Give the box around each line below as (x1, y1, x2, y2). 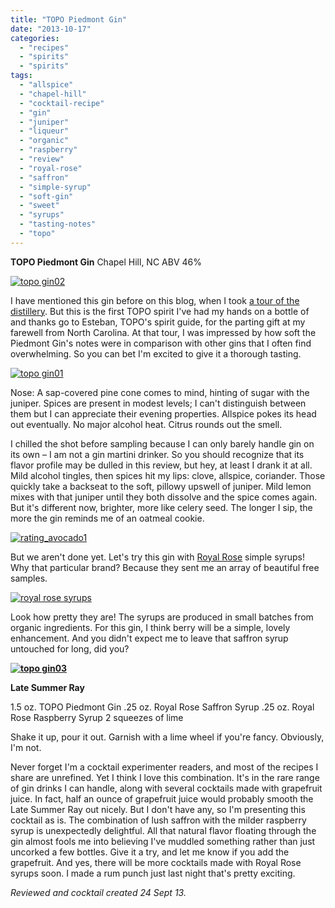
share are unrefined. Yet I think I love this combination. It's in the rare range (10, 771, 320, 783)
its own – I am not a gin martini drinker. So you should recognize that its (10, 448, 305, 460)
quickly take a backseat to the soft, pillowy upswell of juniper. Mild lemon (10, 480, 312, 492)
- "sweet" (19, 201, 60, 211)
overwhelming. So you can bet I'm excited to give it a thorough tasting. (10, 347, 302, 360)
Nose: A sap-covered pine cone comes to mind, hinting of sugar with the (10, 386, 310, 398)
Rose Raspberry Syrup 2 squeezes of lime (10, 711, 184, 723)
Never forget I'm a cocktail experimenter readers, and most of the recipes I (10, 761, 319, 773)
